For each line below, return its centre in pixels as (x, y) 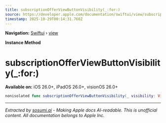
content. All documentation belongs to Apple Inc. (55, 116)
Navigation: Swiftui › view (32, 33)
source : (13, 14)
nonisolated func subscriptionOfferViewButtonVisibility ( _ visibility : (80, 96)
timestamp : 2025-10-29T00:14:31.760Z (44, 19)
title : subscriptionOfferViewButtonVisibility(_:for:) (63, 10)
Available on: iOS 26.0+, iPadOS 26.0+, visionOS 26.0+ (62, 87)
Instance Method (23, 43)
